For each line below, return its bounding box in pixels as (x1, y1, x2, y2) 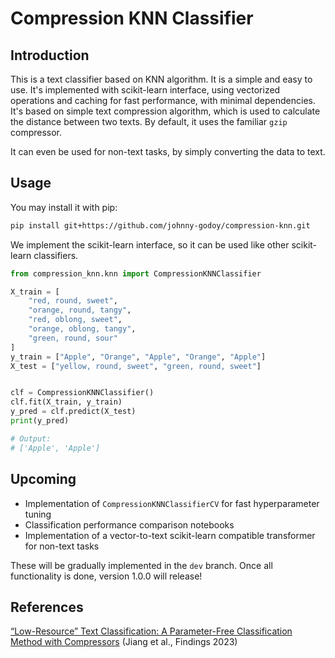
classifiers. (33, 249, 79, 261)
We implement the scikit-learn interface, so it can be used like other (10, 238, 290, 251)
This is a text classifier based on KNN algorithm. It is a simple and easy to (10, 73, 313, 85)
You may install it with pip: (10, 201, 118, 213)
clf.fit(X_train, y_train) (10, 397, 123, 407)
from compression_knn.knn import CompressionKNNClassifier (10, 268, 262, 279)
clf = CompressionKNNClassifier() (10, 388, 155, 398)
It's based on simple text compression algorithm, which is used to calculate (10, 105, 321, 117)
